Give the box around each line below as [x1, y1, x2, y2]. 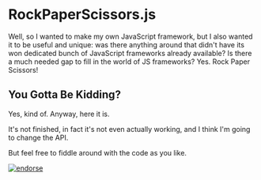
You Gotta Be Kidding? [8, 88, 121, 102]
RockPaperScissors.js [8, 6, 157, 24]
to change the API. [8, 133, 69, 142]
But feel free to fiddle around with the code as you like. [8, 148, 187, 157]
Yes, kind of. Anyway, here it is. [8, 109, 110, 118]
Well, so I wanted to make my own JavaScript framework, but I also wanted [8, 32, 253, 41]
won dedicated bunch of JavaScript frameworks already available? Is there [8, 48, 252, 58]
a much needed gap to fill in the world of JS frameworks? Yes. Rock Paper [8, 57, 251, 66]
